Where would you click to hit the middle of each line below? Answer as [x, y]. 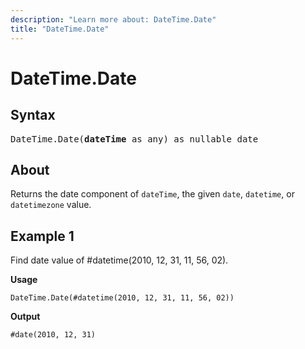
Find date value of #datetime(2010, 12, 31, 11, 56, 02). [119, 260]
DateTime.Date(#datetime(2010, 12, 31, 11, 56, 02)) [122, 298]
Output [25, 317]
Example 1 [42, 236]
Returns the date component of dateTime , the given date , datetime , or [152, 194]
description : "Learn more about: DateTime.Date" [113, 19]
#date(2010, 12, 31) [53, 335]
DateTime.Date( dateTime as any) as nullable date [134, 139]
